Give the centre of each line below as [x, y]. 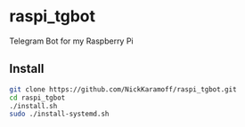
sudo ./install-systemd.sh [59, 114]
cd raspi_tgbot [37, 98]
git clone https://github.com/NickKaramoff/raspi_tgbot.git [123, 89]
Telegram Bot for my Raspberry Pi [71, 41]
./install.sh [33, 106]
